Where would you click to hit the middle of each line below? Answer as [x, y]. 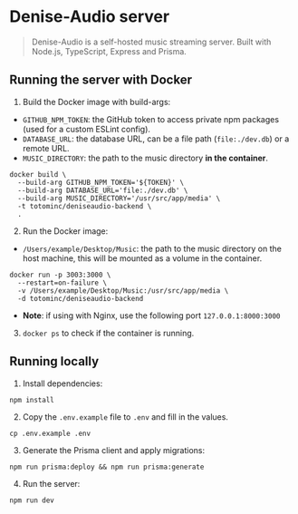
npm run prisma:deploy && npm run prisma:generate [107, 467]
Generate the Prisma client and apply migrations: [114, 450]
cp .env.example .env [50, 433]
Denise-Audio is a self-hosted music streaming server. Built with [151, 42]
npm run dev [32, 500]
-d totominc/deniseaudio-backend [81, 298]
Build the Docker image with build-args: [96, 102]
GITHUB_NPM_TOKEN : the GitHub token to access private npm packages [150, 119]
